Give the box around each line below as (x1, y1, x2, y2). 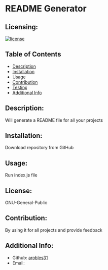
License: (5, 186, 32, 195)
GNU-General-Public (5, 200, 48, 206)
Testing (12, 84, 28, 90)
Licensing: (5, 23, 38, 31)
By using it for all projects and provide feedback (5, 227, 103, 233)
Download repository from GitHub (5, 145, 74, 151)
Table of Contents (5, 50, 62, 58)
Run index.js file (5, 172, 38, 178)
